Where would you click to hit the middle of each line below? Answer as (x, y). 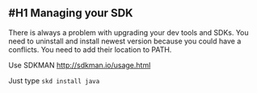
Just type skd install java (54, 80)
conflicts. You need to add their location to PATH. (90, 49)
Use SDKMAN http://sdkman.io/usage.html (80, 65)
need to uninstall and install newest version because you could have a (125, 41)
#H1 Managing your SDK (71, 13)
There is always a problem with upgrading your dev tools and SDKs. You (128, 32)
